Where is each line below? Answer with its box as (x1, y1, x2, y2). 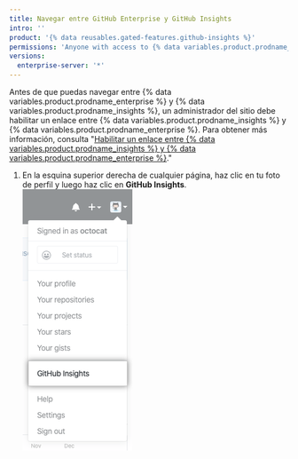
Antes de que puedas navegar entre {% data (9, 87, 172, 97)
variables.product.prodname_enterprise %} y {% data (9, 96, 206, 107)
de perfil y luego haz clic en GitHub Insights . (21, 179, 187, 190)
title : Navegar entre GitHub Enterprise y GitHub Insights (9, 14, 232, 23)
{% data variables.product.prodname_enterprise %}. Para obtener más (9, 124, 268, 135)
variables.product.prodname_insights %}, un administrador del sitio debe (9, 106, 277, 115)
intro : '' (9, 23, 46, 33)
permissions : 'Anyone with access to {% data (9, 43, 180, 51)
